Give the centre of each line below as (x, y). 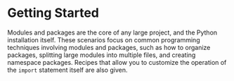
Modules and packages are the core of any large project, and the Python (112, 32)
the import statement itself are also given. (67, 70)
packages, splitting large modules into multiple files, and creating (102, 55)
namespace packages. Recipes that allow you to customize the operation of (117, 62)
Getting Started (53, 13)
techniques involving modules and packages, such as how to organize (109, 47)
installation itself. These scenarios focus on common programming (104, 39)
